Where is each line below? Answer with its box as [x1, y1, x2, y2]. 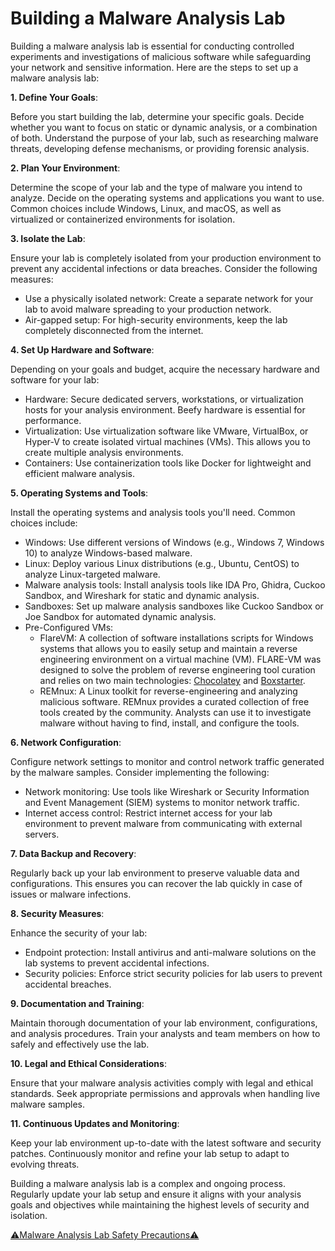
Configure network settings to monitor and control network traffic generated [10, 755, 325, 767]
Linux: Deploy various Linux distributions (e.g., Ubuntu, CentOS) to [24, 557, 300, 569]
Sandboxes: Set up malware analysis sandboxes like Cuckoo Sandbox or [24, 600, 324, 612]
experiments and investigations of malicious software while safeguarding [10, 50, 312, 62]
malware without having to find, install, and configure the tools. [39, 717, 300, 729]
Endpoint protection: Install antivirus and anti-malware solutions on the [24, 946, 317, 958]
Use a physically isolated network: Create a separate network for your [24, 292, 314, 304]
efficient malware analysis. [24, 467, 136, 479]
